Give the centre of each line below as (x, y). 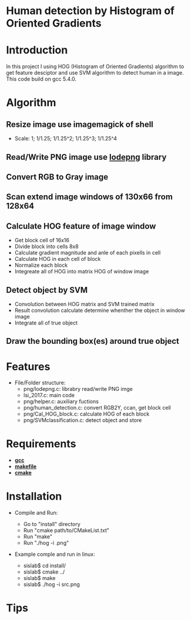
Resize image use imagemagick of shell (80, 124)
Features (28, 366)
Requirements (41, 444)
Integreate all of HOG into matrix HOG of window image (82, 272)
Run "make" (38, 537)
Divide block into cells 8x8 (46, 247)
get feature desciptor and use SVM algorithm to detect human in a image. (95, 73)
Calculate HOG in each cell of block (58, 259)
